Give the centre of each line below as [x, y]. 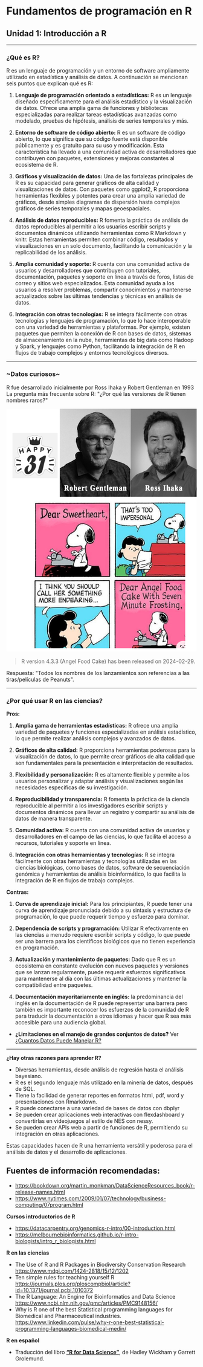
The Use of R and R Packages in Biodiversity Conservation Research [100, 1264]
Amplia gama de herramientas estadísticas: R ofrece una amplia [96, 725]
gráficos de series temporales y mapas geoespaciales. [83, 208]
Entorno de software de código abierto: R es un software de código [100, 133]
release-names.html [40, 1192]
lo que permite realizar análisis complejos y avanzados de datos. [95, 738]
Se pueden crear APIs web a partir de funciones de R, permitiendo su [101, 1127]
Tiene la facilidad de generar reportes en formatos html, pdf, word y [99, 1095]
